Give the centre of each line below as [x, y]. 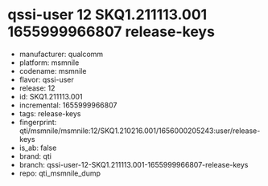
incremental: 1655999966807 [68, 105]
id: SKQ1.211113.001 [51, 96]
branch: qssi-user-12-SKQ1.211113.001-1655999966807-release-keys [134, 164]
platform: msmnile [49, 63]
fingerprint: [38, 122]
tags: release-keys [50, 113]
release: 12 [37, 88]
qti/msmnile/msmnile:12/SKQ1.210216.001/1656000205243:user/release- [140, 131]
